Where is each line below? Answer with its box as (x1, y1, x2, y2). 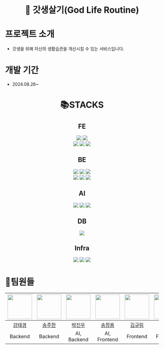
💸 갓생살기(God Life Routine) (25, 4, 139, 16)
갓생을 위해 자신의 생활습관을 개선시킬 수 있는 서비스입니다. (12, 46, 124, 52)
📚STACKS (60, 99, 104, 111)
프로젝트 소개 (5, 29, 55, 40)
